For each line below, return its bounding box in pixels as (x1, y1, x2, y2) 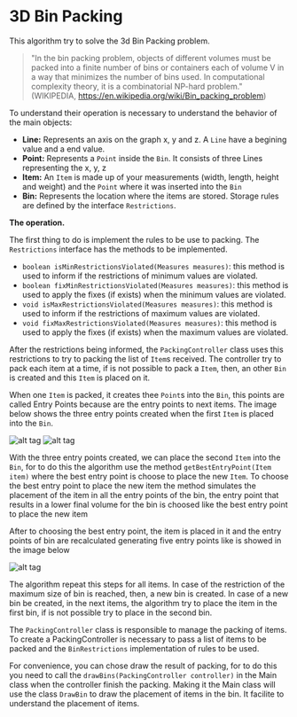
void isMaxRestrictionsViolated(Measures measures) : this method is (21, 299, 273, 309)
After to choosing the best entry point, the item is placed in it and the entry (9, 526, 282, 536)
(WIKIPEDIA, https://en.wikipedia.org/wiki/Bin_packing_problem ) (30, 90, 267, 101)
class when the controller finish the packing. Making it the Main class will (9, 679, 277, 690)
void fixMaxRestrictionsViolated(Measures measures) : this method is (21, 317, 277, 328)
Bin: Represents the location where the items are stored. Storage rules (21, 191, 279, 201)
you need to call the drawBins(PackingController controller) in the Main (9, 669, 277, 680)
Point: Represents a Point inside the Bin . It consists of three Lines (21, 152, 263, 163)
